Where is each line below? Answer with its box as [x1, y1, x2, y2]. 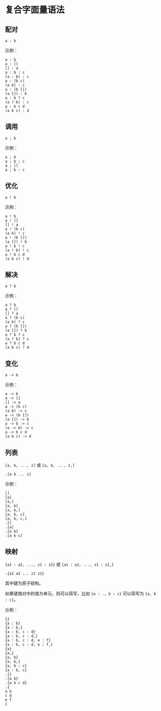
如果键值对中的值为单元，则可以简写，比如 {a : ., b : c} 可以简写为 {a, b [5, 591, 156, 596]
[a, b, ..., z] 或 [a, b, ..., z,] [5, 462, 75, 468]
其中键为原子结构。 [5, 580, 44, 586]
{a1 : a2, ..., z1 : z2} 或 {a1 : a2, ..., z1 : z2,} [5, 561, 114, 567]
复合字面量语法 [5, 4, 65, 16]
